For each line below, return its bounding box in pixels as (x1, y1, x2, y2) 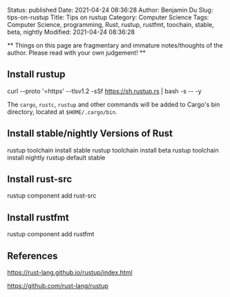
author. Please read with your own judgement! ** (7, 48, 146, 57)
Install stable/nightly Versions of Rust (7, 128, 173, 140)
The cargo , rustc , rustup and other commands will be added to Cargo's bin (7, 100, 220, 108)
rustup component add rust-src (7, 191, 97, 200)
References (7, 250, 58, 262)
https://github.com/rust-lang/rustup (7, 282, 109, 290)
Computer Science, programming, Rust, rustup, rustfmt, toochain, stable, (7, 21, 214, 28)
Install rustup (7, 68, 66, 80)
